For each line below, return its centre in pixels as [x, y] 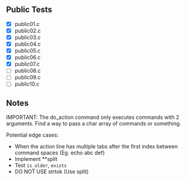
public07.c [27, 64]
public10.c [27, 84]
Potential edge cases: [32, 135]
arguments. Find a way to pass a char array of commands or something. [94, 124]
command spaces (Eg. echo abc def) [60, 153]
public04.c [28, 44]
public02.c [28, 30]
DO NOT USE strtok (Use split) [52, 172]
